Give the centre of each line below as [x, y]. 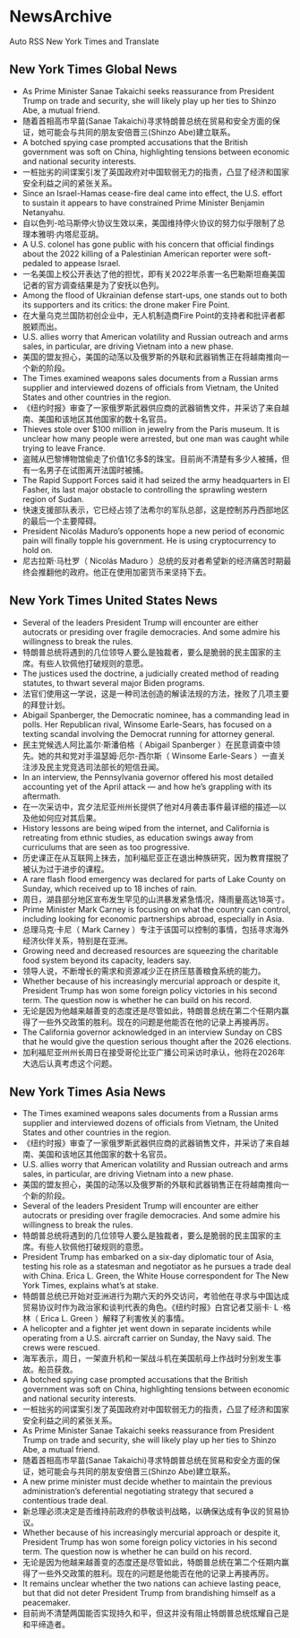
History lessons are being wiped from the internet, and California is [146, 828]
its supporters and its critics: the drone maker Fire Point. [126, 304]
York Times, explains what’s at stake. [90, 1286]
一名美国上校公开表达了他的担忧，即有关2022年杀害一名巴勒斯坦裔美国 [154, 273]
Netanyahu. [43, 212]
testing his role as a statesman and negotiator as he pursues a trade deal [156, 1267]
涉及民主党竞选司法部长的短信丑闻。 [97, 767]
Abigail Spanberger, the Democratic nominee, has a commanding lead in [155, 715]
